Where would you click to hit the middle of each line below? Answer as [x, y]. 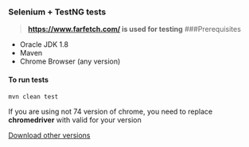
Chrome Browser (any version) [70, 61]
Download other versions [49, 135]
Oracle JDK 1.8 [44, 44]
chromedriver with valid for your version [75, 120]
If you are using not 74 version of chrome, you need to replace [111, 112]
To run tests [29, 79]
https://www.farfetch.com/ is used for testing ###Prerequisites [134, 29]
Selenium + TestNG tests [57, 12]
